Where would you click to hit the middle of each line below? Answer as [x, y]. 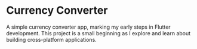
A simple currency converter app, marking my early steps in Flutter [89, 27]
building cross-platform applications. [51, 39]
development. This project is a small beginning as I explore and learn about [98, 33]
